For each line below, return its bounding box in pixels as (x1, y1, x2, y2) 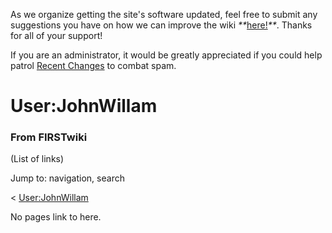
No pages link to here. (10, 211, 102, 223)
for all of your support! (10, 30, 103, 41)
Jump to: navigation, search (10, 172, 125, 184)
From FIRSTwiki (10, 130, 88, 144)
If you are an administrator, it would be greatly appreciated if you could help (10, 49, 323, 61)
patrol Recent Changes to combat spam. (10, 60, 177, 71)
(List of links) (10, 153, 65, 165)
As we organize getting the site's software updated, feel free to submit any (10, 9, 318, 20)
